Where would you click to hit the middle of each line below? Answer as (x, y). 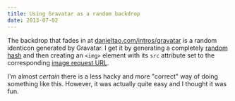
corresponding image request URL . (58, 62)
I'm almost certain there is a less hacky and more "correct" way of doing (113, 76)
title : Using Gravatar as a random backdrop (74, 14)
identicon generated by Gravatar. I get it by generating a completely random (117, 48)
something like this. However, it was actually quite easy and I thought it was (117, 83)
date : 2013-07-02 (33, 20)
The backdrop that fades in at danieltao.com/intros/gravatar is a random (112, 40)
